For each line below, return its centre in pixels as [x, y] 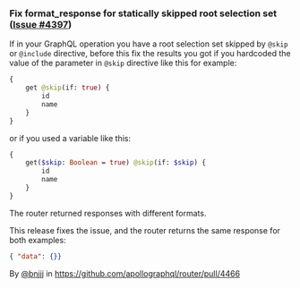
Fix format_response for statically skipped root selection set [143, 13]
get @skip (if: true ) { [68, 88]
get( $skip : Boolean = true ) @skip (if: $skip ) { [116, 163]
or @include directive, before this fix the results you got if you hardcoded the [150, 54]
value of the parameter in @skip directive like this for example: [123, 63]
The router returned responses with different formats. [108, 213]
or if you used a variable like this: [70, 138]
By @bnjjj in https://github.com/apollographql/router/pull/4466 [124, 273]
